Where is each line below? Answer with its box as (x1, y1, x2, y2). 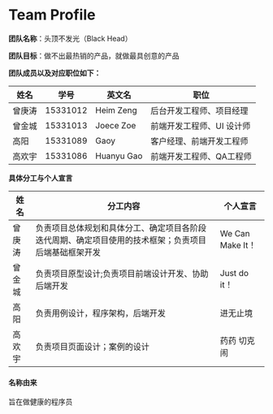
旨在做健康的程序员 (8, 397, 73, 407)
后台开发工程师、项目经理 (149, 105, 249, 116)
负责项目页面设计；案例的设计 (35, 341, 150, 352)
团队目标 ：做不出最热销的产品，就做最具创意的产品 (8, 50, 180, 60)
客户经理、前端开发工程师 (149, 136, 249, 147)
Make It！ (219, 239, 257, 251)
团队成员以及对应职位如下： (8, 67, 102, 78)
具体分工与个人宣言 (8, 173, 73, 183)
